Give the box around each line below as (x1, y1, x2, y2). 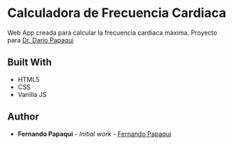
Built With (7, 57, 52, 69)
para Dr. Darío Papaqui (7, 35, 74, 44)
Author (7, 111, 39, 123)
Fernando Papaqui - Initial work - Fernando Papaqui (17, 129, 172, 138)
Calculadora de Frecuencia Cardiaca (7, 5, 227, 21)
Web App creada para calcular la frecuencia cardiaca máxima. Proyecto (7, 28, 218, 37)
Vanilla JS (17, 90, 47, 98)
